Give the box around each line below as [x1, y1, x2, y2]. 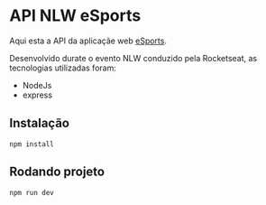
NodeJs [22, 79, 52, 90]
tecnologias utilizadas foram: [9, 62, 117, 73]
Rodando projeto [9, 164, 105, 180]
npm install [9, 139, 54, 149]
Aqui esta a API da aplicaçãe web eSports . [9, 35, 167, 46]
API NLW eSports [9, 5, 142, 26]
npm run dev [9, 188, 54, 197]
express [22, 89, 52, 100]
